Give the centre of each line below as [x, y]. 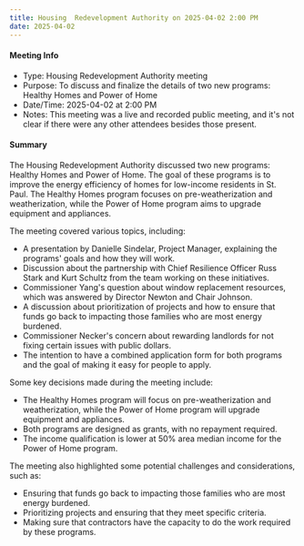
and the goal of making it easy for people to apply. [117, 364]
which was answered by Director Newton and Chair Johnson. [137, 297]
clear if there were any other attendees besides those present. [140, 124]
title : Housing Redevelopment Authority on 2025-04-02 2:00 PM [134, 18]
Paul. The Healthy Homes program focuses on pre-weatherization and [141, 194]
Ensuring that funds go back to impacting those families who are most [154, 493]
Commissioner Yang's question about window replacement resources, [154, 287]
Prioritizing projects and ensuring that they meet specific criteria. [144, 512]
